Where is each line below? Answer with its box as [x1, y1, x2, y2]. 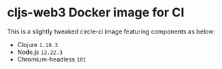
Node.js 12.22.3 [16, 48, 63, 56]
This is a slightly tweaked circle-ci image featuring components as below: [7, 27, 215, 36]
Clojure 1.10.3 [16, 40, 58, 49]
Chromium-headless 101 [16, 55, 87, 63]
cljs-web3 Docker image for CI [7, 5, 184, 20]
